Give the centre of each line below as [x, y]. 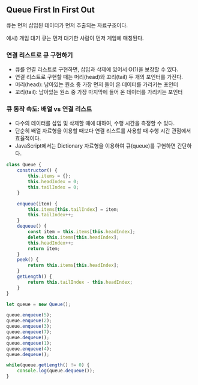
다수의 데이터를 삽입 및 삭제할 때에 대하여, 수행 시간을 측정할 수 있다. [95, 124]
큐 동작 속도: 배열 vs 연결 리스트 [49, 109]
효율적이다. [28, 139]
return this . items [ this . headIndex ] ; [73, 265]
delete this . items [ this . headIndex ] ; [73, 237]
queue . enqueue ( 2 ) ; [29, 321]
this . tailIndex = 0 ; [53, 187]
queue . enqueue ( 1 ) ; [29, 343]
